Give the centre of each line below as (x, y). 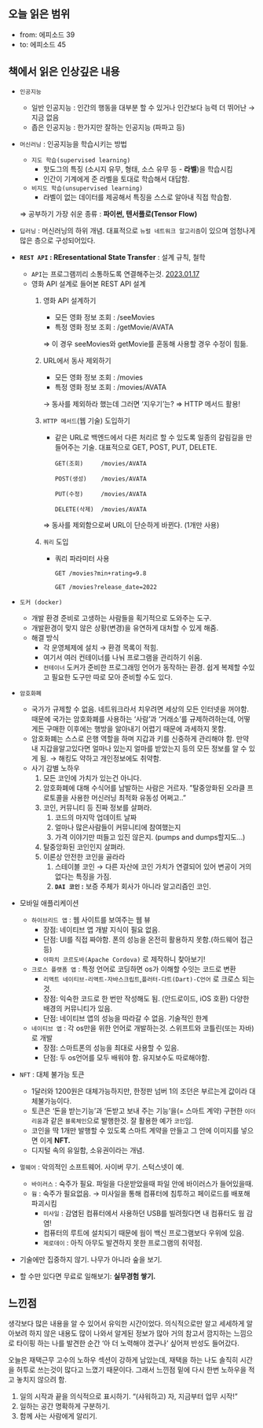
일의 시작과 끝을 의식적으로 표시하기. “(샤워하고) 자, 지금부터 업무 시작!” (128, 1396)
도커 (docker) (41, 602)
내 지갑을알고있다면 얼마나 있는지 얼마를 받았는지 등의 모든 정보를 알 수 (139, 748)
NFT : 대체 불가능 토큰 (52, 1074)
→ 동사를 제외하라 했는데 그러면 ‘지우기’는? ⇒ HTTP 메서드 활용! (142, 403)
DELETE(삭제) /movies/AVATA (100, 509)
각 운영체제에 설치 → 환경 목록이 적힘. (100, 647)
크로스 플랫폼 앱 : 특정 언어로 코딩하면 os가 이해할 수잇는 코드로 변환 (134, 969)
